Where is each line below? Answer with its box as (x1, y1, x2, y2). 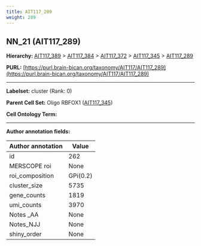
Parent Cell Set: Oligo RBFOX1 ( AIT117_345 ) (6, 99, 113, 107)
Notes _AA (9, 211, 39, 219)
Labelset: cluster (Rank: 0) (6, 87, 72, 95)
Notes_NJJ (9, 220, 41, 229)
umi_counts (9, 201, 42, 209)
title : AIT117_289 (6, 8, 52, 15)
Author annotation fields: (6, 128, 71, 135)
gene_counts (9, 191, 46, 199)
